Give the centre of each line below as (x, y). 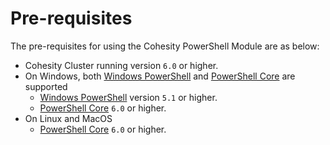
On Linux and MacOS (68, 118)
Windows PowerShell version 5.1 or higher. (128, 97)
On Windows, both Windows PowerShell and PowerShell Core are (160, 76)
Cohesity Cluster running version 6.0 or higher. (121, 65)
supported (46, 86)
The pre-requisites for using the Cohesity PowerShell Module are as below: (165, 46)
